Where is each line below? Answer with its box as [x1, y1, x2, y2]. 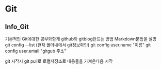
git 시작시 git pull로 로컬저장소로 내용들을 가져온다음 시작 [5, 58, 113, 64]
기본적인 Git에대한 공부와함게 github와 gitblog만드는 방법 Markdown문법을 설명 [5, 36, 157, 41]
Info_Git [5, 23, 29, 31]
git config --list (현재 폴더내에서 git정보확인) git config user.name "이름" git [5, 42, 151, 48]
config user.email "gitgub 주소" [5, 48, 66, 54]
